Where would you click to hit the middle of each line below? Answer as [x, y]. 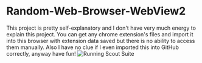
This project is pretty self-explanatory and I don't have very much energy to [101, 28]
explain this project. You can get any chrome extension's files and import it [100, 34]
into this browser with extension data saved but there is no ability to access [101, 41]
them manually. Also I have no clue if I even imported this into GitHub [93, 47]
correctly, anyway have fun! [41, 53]
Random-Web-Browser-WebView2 [96, 11]
